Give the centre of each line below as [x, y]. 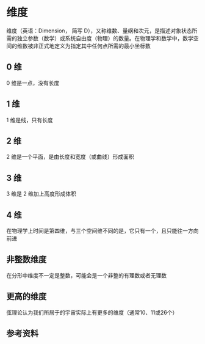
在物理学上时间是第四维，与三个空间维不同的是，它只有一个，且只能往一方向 [103, 231]
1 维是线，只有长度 [30, 120]
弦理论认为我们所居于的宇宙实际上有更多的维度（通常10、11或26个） [92, 312]
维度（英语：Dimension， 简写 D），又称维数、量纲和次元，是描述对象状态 [99, 31]
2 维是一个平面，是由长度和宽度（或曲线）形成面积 [70, 157]
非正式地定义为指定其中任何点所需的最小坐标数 [92, 46]
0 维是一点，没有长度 [33, 82]
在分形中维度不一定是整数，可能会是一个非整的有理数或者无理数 [86, 275]
